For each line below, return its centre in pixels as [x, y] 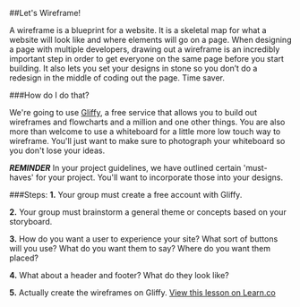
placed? [24, 258]
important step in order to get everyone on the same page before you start [147, 59]
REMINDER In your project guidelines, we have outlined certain [125, 168]
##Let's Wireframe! [45, 13]
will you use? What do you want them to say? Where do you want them [140, 248]
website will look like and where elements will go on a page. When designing [150, 40]
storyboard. [31, 222]
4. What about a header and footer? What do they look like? [120, 275]
